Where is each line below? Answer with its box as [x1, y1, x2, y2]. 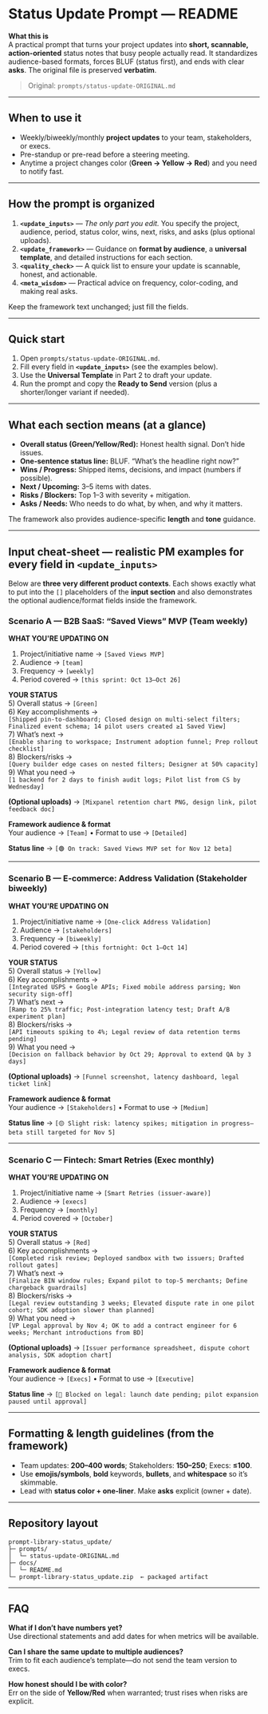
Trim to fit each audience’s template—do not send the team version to [8, 1656, 238, 1665]
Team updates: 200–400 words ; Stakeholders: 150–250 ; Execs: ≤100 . [19, 1460, 253, 1470]
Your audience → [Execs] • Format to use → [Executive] [8, 1374, 195, 1383]
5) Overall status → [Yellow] [8, 966, 102, 976]
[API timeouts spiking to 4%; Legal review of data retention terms [8, 1028, 241, 1036]
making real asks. [19, 286, 78, 296]
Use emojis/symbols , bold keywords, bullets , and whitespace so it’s [19, 1469, 248, 1478]
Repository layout [8, 1517, 98, 1530]
